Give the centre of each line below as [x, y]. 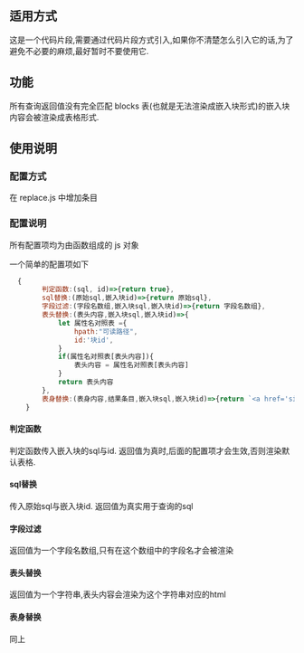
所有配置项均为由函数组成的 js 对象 [74, 245]
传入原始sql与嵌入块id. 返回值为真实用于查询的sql [101, 506]
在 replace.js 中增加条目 [53, 198]
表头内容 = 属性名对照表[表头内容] [131, 365]
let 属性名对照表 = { [92, 323]
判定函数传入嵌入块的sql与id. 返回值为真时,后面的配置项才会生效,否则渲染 [146, 450]
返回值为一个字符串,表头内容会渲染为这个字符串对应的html [118, 594]
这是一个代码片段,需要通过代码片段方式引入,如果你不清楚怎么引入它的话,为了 [152, 40]
